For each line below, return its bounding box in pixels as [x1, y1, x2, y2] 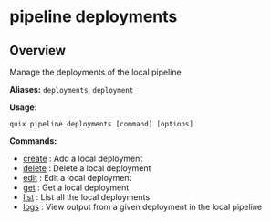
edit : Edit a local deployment [22, 173, 132, 183]
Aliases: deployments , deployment [9, 85, 134, 95]
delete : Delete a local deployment [22, 163, 151, 174]
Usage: [9, 102, 38, 113]
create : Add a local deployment [22, 153, 143, 164]
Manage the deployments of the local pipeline [9, 66, 182, 77]
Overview [9, 43, 67, 58]
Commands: [9, 136, 57, 146]
